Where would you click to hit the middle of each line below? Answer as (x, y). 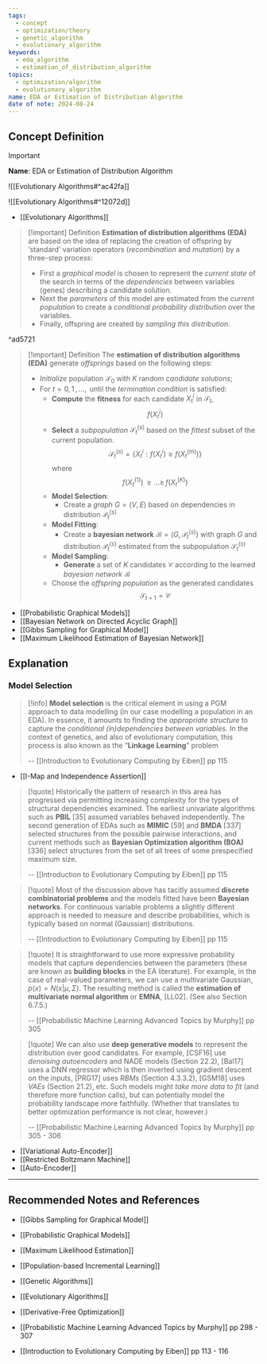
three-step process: (60, 257)
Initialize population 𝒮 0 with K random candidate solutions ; (136, 379)
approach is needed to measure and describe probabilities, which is (139, 915)
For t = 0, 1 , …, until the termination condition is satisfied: (133, 388)
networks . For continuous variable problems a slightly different (131, 906)
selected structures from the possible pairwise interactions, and (132, 833)
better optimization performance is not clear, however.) (118, 1111)
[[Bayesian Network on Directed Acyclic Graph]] (99, 621)
